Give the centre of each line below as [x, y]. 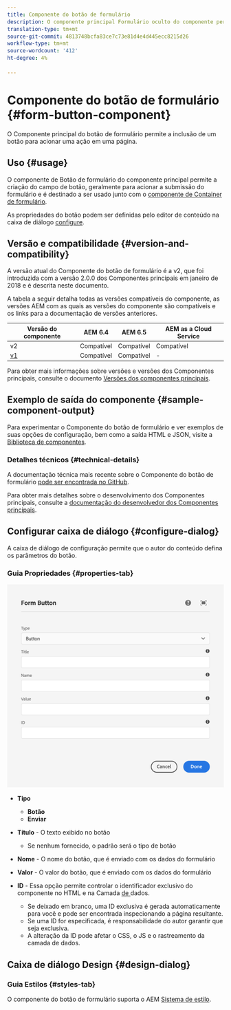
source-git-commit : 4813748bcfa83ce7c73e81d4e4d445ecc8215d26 [98, 36]
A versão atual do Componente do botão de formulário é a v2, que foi [106, 271]
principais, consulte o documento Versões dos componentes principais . [109, 378]
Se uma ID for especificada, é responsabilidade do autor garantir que [125, 921]
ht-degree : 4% [27, 58]
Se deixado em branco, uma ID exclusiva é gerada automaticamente [124, 906]
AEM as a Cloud [188, 329]
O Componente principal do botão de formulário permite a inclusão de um [112, 133]
